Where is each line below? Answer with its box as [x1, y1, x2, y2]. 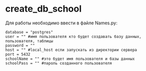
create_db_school [5, 3, 82, 15]
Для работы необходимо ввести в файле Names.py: [5, 20, 118, 26]
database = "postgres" [5, 29, 53, 34]
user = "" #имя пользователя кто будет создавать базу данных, [5, 34, 142, 39]
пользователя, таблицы [5, 39, 53, 44]
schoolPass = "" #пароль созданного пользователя [5, 60, 113, 66]
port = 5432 [5, 52, 30, 57]
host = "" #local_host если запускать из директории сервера [5, 47, 137, 52]
